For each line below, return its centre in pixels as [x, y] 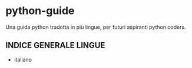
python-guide [40, 11]
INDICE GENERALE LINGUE [55, 45]
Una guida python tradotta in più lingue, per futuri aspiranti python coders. [96, 27]
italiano [23, 59]
